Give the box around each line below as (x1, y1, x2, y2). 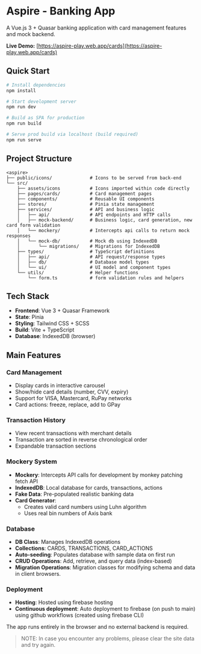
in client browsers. (14, 570, 61, 577)
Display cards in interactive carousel (14, 382, 105, 389)
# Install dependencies (6, 82, 66, 88)
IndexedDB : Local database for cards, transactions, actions (14, 484, 162, 491)
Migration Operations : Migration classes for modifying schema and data (14, 564, 196, 571)
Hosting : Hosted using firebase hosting (14, 599, 113, 606)
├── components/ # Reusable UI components (17, 196, 155, 202)
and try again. (20, 641, 56, 649)
